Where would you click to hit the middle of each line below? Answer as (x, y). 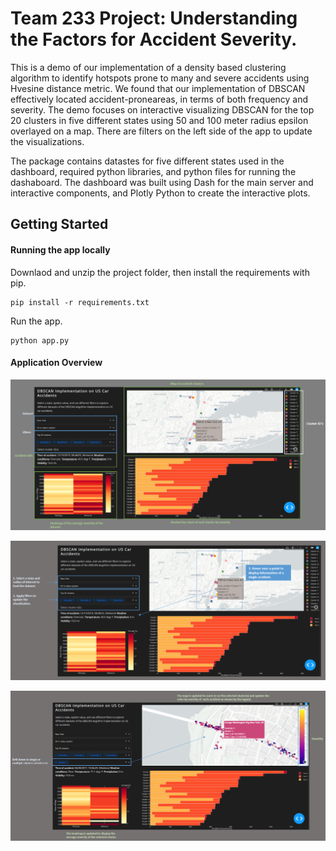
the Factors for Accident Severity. (154, 39)
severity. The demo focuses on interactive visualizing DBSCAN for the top (162, 109)
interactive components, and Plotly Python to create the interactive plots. (160, 193)
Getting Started (59, 224)
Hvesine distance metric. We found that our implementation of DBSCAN (158, 88)
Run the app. (36, 321)
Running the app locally (60, 249)
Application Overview (56, 363)
